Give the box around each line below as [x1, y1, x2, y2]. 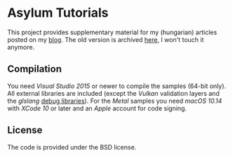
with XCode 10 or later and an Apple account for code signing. [7, 103, 187, 113]
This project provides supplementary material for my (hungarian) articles [7, 28, 218, 36]
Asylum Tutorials [7, 5, 109, 21]
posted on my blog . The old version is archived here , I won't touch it [7, 35, 204, 43]
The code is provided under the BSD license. [7, 143, 137, 151]
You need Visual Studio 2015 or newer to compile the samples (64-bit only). [7, 82, 227, 90]
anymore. [7, 43, 35, 51]
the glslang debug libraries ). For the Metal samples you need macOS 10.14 [7, 96, 222, 105]
